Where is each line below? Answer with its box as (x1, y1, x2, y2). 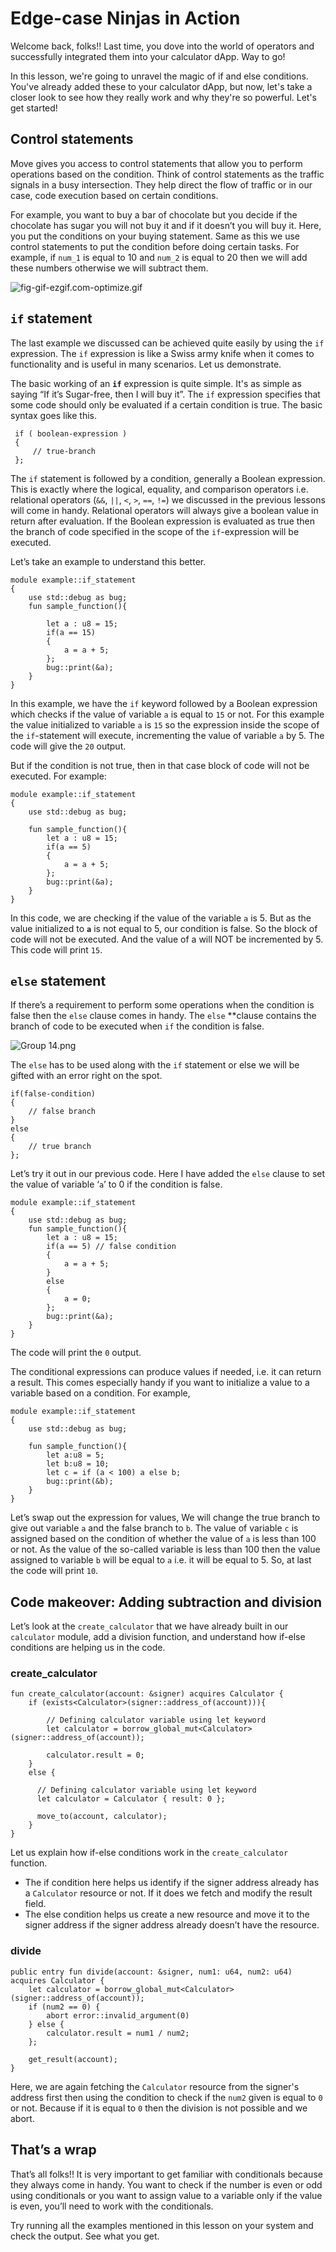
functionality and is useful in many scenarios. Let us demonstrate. (10, 358, 282, 370)
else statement (10, 972, 107, 989)
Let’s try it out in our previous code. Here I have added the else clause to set (10, 1168, 326, 1180)
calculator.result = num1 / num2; (46, 2028, 190, 2038)
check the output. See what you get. (10, 2230, 160, 2242)
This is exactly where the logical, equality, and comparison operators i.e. (10, 483, 309, 495)
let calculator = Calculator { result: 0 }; (36, 1794, 226, 1804)
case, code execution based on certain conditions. (10, 189, 219, 201)
